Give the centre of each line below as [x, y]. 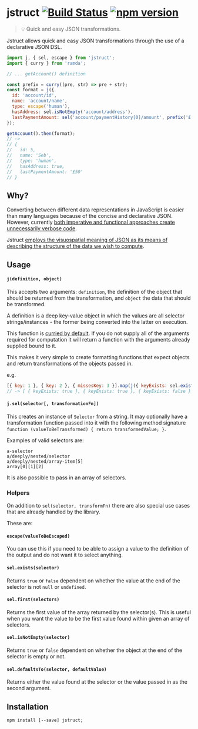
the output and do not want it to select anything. [65, 555]
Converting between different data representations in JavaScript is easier [95, 210]
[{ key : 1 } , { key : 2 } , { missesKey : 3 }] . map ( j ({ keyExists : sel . [94, 386]
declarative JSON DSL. [34, 47]
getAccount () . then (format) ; [41, 133]
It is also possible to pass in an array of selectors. [67, 478]
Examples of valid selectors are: [45, 440]
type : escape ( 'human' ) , [41, 107]
